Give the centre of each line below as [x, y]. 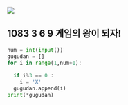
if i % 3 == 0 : [34, 76]
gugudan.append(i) [40, 89]
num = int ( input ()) [35, 50]
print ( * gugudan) [30, 95]
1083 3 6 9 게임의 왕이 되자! [64, 34]
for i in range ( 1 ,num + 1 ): [44, 63]
